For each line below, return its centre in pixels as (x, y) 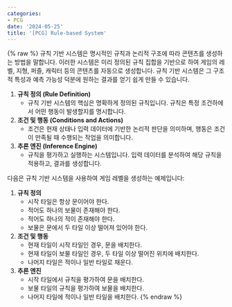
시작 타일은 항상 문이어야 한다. (68, 202)
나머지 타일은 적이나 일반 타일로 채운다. (80, 262)
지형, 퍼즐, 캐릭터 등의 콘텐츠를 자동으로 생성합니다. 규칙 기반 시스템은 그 (114, 71)
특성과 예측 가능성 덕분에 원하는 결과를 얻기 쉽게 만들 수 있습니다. (102, 80)
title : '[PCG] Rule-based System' (57, 33)
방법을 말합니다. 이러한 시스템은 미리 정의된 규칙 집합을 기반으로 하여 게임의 (116, 62)
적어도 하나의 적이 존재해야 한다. (71, 219)
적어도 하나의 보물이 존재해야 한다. (74, 210)
